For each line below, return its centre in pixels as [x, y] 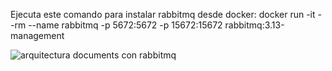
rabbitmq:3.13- [254, 25]
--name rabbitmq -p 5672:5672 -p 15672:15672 [125, 25]
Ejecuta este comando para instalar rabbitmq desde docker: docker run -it [163, 14]
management [37, 35]
